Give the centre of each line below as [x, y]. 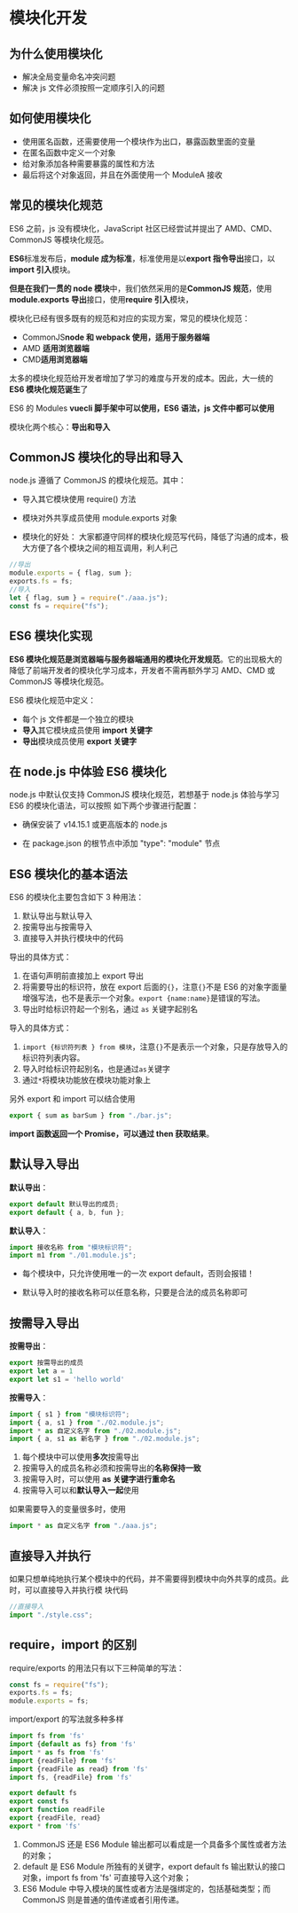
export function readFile [57, 1810]
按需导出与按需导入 [57, 927]
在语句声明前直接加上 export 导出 [83, 976]
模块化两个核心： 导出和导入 [60, 427]
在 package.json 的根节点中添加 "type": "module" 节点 [121, 843]
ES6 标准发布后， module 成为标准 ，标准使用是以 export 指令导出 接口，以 [142, 258]
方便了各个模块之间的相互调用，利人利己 [104, 548]
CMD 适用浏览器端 [55, 359]
